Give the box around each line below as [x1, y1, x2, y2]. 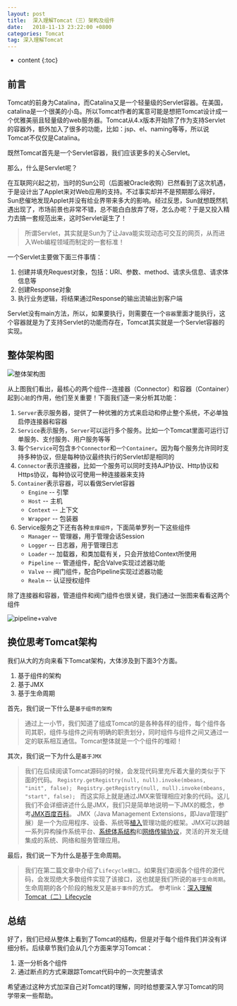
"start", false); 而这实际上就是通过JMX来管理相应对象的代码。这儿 [24, 791, 230, 800]
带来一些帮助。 [13, 991, 57, 1000]
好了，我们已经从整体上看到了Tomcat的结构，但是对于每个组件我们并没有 [7, 935, 221, 943]
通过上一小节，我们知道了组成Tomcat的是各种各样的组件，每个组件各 [24, 719, 226, 727]
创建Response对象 [17, 285, 72, 294]
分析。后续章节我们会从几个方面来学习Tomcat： [13, 944, 153, 952]
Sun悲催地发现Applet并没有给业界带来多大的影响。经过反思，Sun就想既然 [7, 196, 222, 205]
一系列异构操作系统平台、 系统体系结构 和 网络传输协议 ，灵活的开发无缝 [24, 827, 229, 835]
